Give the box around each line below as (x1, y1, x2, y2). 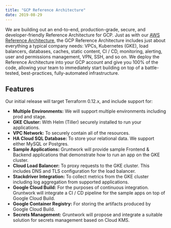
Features (5, 85, 34, 93)
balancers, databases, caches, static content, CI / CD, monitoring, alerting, (5, 48, 163, 54)
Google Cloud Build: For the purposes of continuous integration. (12, 184, 149, 191)
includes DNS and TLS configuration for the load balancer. (12, 168, 136, 174)
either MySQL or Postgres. (12, 141, 69, 147)
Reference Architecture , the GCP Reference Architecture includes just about (5, 37, 166, 44)
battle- (144, 65, 159, 71)
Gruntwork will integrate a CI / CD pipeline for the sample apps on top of (12, 190, 165, 196)
